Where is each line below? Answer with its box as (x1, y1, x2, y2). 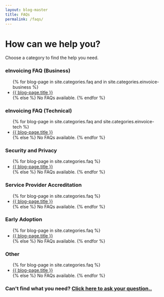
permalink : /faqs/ (5, 17, 43, 22)
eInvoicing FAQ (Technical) (5, 107, 72, 114)
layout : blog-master (5, 7, 48, 13)
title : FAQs (5, 12, 30, 17)
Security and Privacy (5, 147, 57, 154)
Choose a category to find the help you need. (5, 55, 99, 61)
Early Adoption (5, 216, 42, 223)
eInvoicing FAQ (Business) (5, 67, 71, 74)
